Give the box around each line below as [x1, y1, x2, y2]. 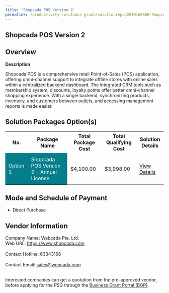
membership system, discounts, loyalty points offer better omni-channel [5, 87, 155, 93]
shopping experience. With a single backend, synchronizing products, [5, 92, 150, 98]
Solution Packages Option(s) [5, 118, 97, 126]
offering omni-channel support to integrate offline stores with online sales [5, 76, 158, 82]
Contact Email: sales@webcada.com [5, 262, 81, 268]
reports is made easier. [5, 103, 53, 109]
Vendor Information [5, 222, 68, 230]
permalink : [5, 12, 28, 17]
